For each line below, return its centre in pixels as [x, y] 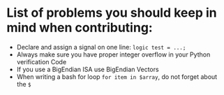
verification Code [42, 61]
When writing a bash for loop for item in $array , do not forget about [117, 76]
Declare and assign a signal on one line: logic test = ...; [101, 47]
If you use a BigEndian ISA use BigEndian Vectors [88, 69]
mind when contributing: [80, 28]
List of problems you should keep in [112, 13]
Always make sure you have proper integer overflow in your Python [113, 54]
